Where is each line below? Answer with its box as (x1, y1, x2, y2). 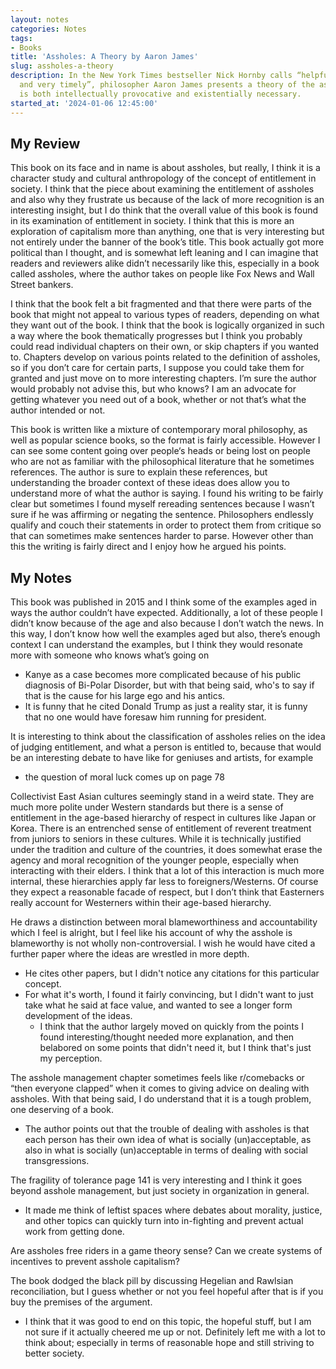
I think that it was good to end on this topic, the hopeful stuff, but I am (24, 1316, 312, 1328)
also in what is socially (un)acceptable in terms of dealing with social (24, 1144, 308, 1156)
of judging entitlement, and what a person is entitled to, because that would (10, 741, 322, 753)
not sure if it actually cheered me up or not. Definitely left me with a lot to (24, 1326, 326, 1338)
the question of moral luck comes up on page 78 (24, 771, 225, 783)
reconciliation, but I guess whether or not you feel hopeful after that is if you (10, 1286, 324, 1298)
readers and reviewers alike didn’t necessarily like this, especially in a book (10, 257, 320, 270)
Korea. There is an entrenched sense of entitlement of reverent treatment (10, 822, 312, 835)
